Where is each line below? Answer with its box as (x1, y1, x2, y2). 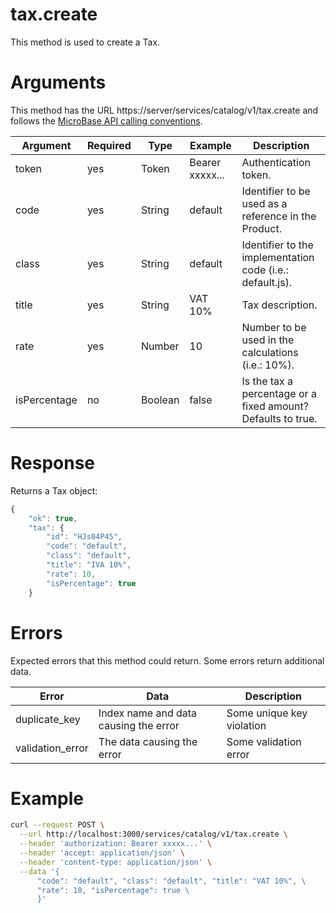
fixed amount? (241, 399, 309, 413)
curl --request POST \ (10, 820, 105, 830)
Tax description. (241, 298, 318, 312)
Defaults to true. (241, 411, 318, 425)
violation (226, 718, 267, 732)
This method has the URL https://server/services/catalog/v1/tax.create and (10, 104, 319, 116)
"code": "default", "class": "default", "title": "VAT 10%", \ (36, 876, 307, 886)
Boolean (140, 393, 180, 407)
